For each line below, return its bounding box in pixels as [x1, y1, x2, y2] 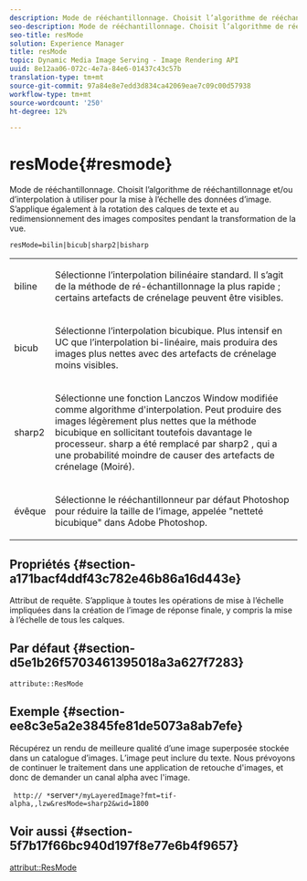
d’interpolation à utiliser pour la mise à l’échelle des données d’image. [9, 194, 272, 205]
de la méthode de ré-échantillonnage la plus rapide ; [54, 280, 281, 293]
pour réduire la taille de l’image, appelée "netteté [54, 505, 264, 518]
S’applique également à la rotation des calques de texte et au [9, 204, 239, 215]
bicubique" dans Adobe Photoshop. [54, 517, 208, 530]
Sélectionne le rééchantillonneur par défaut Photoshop [54, 494, 290, 507]
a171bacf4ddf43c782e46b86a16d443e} [9, 571, 242, 586]
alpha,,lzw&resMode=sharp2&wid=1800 [9, 799, 149, 808]
